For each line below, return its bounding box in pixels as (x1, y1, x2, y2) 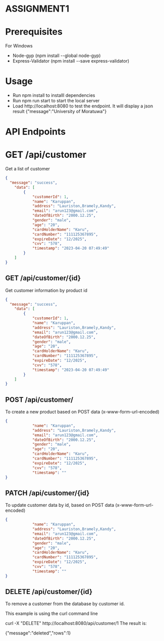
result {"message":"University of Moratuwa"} (12, 108, 107, 114)
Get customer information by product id (5, 287, 87, 293)
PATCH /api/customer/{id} (5, 489, 90, 497)
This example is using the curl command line (5, 611, 98, 617)
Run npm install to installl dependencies (12, 92, 95, 98)
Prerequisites (5, 26, 63, 38)
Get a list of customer (5, 166, 50, 172)
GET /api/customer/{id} (5, 274, 81, 282)
